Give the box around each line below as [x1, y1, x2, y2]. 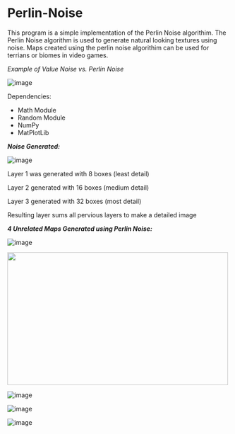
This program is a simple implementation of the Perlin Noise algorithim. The [7, 28, 227, 37]
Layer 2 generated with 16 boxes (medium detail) [7, 183, 150, 192]
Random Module [17, 113, 66, 122]
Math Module [17, 105, 56, 114]
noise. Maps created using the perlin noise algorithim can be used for [7, 43, 210, 52]
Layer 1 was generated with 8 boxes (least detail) [7, 169, 150, 178]
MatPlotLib [17, 128, 49, 137]
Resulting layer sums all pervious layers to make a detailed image [7, 210, 197, 219]
